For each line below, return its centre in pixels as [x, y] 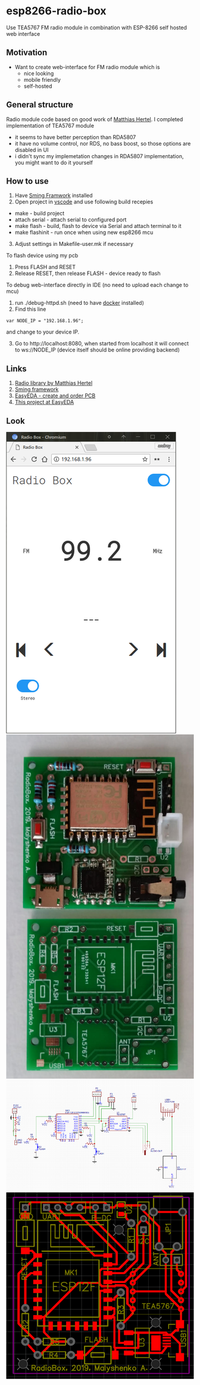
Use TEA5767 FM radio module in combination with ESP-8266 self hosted [97, 27]
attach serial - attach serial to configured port [71, 220]
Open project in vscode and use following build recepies [84, 202]
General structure [40, 105]
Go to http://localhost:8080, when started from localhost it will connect [102, 344]
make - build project [40, 214]
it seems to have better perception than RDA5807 [75, 137]
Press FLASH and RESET [45, 267]
